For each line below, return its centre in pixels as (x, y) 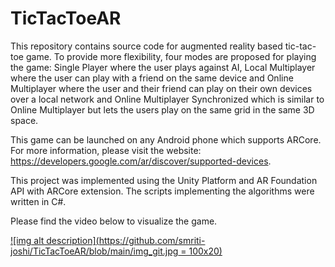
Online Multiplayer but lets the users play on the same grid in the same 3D (162, 109)
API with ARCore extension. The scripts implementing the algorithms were (162, 191)
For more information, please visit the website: (106, 150)
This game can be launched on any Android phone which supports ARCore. (166, 139)
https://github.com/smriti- (152, 240)
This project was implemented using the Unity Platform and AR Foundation (164, 180)
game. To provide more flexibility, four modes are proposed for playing (171, 56)
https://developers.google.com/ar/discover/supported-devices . (141, 161)
